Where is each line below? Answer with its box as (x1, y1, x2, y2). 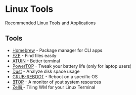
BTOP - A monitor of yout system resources (12, 79, 101, 85)
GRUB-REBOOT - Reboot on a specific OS (12, 73, 98, 80)
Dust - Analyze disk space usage (12, 68, 80, 74)
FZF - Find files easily (12, 52, 57, 58)
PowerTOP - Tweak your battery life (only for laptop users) (12, 63, 132, 69)
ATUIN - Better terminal (12, 58, 60, 64)
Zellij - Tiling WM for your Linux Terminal (12, 84, 95, 90)
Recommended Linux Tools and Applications (5, 20, 96, 26)
